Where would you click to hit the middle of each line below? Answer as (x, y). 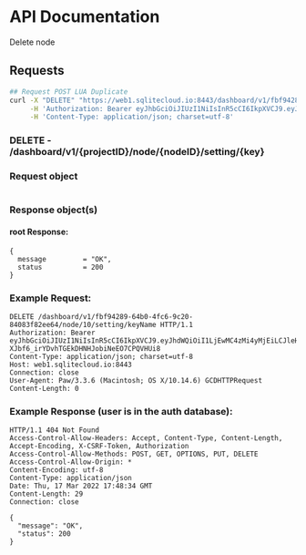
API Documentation (85, 17)
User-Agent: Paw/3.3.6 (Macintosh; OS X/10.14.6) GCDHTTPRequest (136, 380)
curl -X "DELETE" (42, 100)
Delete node (32, 42)
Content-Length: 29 (46, 494)
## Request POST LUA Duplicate (69, 92)
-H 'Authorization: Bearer (81, 108)
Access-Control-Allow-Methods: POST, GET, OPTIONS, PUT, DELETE (134, 454)
